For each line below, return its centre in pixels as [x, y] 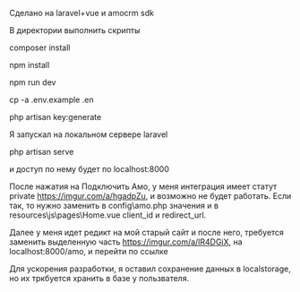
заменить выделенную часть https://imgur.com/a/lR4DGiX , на [126, 242]
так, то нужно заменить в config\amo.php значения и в [114, 206]
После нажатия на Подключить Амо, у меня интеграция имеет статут [143, 186]
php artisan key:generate [56, 117]
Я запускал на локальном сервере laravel [89, 134]
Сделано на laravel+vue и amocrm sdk [82, 13]
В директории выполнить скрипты [75, 30]
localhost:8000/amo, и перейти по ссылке [89, 251]
